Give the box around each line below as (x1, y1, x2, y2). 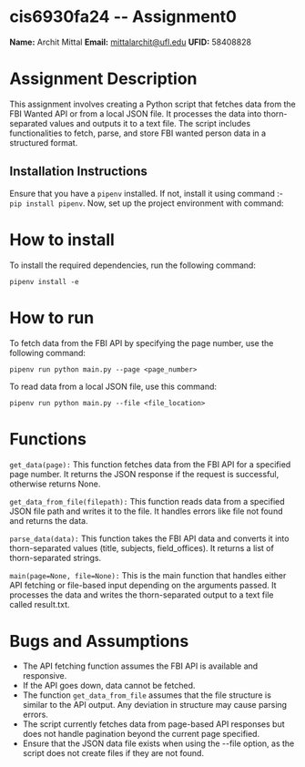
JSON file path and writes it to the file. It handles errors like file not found (9, 506, 283, 516)
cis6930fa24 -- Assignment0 (9, 6, 237, 27)
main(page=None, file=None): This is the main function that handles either (9, 569, 287, 580)
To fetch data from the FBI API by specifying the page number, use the (9, 337, 274, 348)
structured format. (9, 137, 78, 148)
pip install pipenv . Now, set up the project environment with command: (9, 198, 284, 209)
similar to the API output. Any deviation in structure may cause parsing (22, 700, 288, 711)
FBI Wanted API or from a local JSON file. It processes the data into (9, 107, 262, 119)
